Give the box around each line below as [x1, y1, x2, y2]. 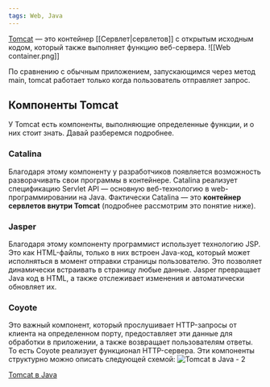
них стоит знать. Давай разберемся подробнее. [8, 128, 175, 138]
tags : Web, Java [8, 11, 63, 20]
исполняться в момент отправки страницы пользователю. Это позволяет [8, 257, 262, 266]
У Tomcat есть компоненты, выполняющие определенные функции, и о [8, 120, 255, 130]
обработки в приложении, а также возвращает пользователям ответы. [8, 337, 254, 347]
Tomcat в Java [8, 370, 58, 380]
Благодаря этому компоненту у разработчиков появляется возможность [8, 167, 262, 176]
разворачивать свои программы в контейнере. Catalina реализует [8, 175, 238, 185]
